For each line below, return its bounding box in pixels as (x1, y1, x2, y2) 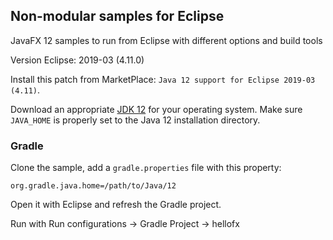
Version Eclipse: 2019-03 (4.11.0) (10, 54, 145, 66)
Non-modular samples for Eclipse (10, 8, 225, 25)
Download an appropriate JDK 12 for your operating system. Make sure (10, 103, 303, 115)
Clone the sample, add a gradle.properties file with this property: (10, 162, 282, 174)
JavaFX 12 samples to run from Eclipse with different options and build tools (10, 34, 323, 46)
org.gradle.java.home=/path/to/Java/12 (10, 181, 177, 191)
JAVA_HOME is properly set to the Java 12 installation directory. (10, 114, 261, 126)
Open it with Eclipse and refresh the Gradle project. (10, 199, 222, 211)
